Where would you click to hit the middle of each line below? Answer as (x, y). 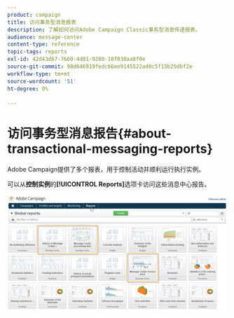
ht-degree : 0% (28, 89)
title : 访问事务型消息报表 (42, 22)
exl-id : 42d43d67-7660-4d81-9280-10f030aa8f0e (76, 60)
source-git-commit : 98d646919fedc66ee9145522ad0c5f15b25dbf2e (100, 67)
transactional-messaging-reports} (110, 149)
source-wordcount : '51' (42, 81)
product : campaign (34, 15)
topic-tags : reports (37, 52)
